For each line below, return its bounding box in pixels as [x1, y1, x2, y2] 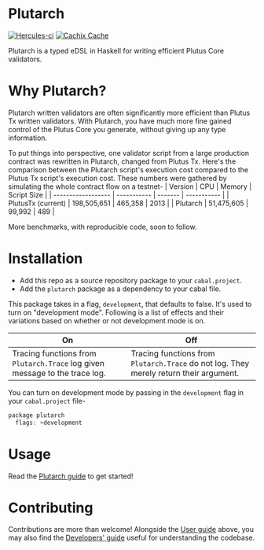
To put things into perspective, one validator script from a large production [8, 148, 250, 157]
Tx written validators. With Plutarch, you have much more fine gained [8, 116, 232, 126]
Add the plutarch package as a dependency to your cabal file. [19, 284, 222, 293]
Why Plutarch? [8, 82, 107, 100]
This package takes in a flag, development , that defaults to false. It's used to [8, 299, 252, 308]
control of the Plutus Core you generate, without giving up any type [8, 124, 226, 134]
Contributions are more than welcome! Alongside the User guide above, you [8, 525, 254, 534]
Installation [8, 249, 83, 268]
